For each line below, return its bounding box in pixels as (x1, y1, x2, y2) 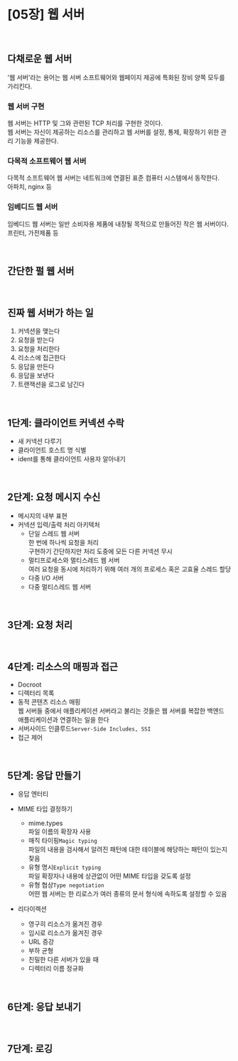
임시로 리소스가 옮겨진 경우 (28, 929, 103, 937)
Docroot (17, 680, 42, 689)
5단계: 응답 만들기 (7, 769, 82, 782)
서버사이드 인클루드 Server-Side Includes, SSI (17, 724, 151, 733)
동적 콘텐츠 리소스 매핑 (17, 697, 81, 706)
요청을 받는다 (17, 335, 55, 345)
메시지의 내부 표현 (17, 511, 67, 519)
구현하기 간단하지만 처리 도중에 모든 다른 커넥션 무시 (28, 546, 173, 555)
